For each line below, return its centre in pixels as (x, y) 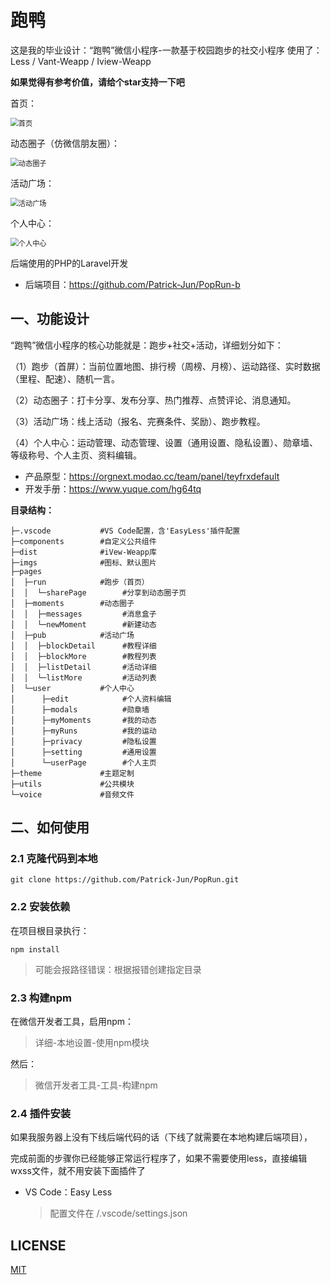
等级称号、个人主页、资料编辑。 (76, 455)
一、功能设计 (50, 319)
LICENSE (38, 1245)
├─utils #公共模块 (72, 784)
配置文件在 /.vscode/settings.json (118, 1213)
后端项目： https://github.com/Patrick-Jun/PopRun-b (132, 284)
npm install (35, 949)
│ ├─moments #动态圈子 (72, 603)
